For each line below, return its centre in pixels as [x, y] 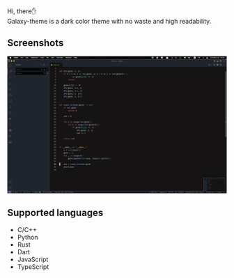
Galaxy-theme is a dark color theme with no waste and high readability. [109, 21]
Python [28, 237]
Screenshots [36, 43]
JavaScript [33, 259]
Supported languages [55, 213]
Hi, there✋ [22, 11]
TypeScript [33, 267]
